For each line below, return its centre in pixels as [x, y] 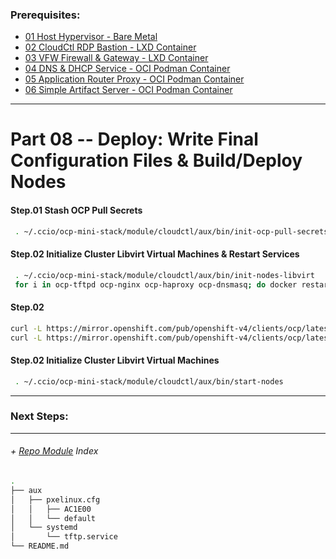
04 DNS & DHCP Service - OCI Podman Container [127, 69]
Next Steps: [39, 416]
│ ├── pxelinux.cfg [55, 499]
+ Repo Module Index [54, 451]
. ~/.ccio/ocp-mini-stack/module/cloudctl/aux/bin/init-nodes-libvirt [164, 275]
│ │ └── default [53, 518]
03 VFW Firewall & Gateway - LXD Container [116, 58]
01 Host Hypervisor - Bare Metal [91, 37]
